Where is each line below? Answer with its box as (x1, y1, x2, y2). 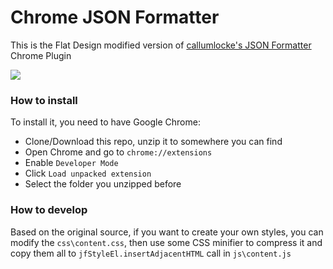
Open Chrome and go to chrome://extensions (24, 146, 213, 158)
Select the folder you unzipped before (24, 178, 182, 190)
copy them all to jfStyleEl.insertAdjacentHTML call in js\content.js (10, 247, 292, 259)
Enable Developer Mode (24, 157, 119, 169)
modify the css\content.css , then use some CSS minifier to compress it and (10, 236, 323, 248)
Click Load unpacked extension (24, 167, 152, 180)
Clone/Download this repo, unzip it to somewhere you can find (24, 136, 283, 148)
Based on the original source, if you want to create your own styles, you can (10, 226, 324, 238)
